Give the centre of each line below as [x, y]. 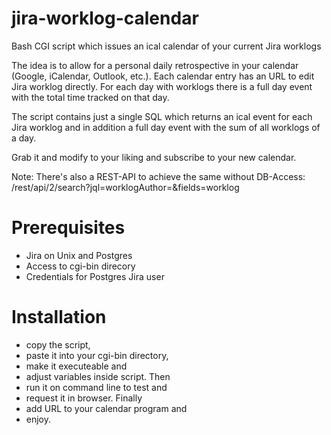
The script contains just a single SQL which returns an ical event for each [162, 116]
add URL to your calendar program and [106, 408]
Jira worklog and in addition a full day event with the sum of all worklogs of [166, 127]
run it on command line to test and [96, 387]
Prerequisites [68, 228]
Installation [59, 317]
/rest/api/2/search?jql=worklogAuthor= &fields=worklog [125, 187]
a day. [24, 138]
